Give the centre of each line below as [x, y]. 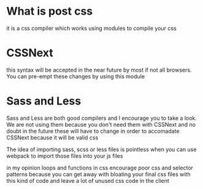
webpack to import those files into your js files [65, 156]
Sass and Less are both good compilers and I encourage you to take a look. [102, 118]
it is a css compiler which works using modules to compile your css [91, 28]
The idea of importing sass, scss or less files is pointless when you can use [101, 149]
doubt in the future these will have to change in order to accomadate [93, 131]
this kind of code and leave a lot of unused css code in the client [88, 180]
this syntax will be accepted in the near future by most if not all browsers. [99, 70]
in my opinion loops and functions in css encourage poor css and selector [100, 168]
